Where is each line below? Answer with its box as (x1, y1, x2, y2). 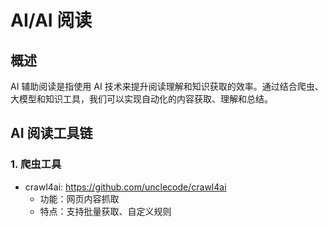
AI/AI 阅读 (10, 9, 93, 32)
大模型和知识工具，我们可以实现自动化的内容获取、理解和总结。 (10, 93, 273, 105)
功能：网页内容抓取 (39, 192, 120, 205)
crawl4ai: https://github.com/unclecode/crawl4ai (24, 181, 227, 193)
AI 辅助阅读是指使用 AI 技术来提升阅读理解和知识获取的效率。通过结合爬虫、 (10, 81, 324, 92)
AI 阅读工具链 (10, 125, 93, 142)
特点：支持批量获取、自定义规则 (39, 205, 172, 217)
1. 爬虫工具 (10, 157, 62, 171)
